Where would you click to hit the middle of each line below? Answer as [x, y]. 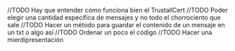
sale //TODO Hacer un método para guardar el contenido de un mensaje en [116, 25]
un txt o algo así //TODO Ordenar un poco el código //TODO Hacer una [110, 32]
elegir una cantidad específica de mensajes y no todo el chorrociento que [114, 17]
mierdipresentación [35, 40]
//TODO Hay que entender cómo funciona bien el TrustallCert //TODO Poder [118, 10]
